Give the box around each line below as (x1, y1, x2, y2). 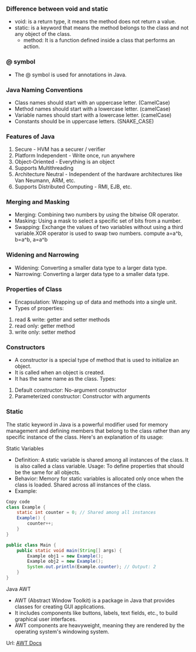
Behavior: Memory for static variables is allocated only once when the (14, 475, 184, 482)
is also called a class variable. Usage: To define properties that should (14, 462, 184, 469)
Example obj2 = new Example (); (27, 559, 104, 564)
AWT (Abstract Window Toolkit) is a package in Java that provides (14, 597, 175, 604)
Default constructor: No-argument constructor (14, 387, 127, 394)
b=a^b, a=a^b (14, 236, 48, 243)
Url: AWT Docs (6, 639, 42, 646)
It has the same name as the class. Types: (14, 375, 116, 382)
